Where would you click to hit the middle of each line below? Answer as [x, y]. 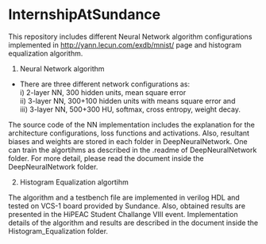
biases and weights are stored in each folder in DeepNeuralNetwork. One [128, 141]
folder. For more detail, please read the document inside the [106, 158]
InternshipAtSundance [85, 15]
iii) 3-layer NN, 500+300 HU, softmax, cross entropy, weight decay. [130, 109]
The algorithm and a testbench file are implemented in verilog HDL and [124, 197]
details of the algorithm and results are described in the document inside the [133, 223]
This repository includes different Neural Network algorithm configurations [130, 36]
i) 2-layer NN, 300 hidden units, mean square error [103, 92]
